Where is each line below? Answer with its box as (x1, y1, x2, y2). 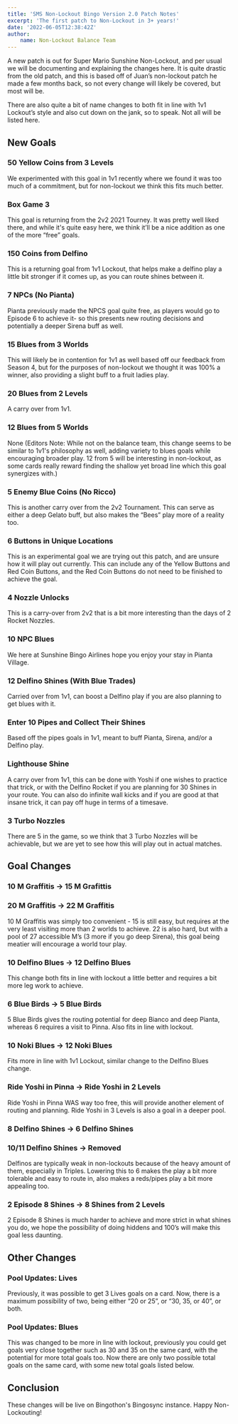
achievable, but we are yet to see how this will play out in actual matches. (7, 839, 222, 848)
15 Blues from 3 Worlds (7, 339, 89, 349)
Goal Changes (7, 860, 72, 872)
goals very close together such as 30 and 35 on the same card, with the (7, 1346, 218, 1355)
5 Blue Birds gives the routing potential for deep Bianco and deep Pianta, (7, 1015, 220, 1024)
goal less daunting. (7, 1231, 63, 1239)
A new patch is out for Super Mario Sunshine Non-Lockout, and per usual (7, 56, 222, 65)
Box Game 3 (7, 199, 50, 209)
